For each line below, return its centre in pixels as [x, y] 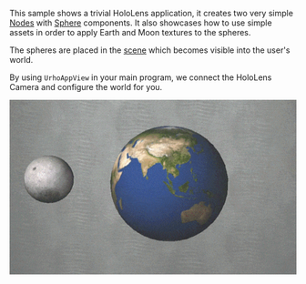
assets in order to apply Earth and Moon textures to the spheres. [130, 32]
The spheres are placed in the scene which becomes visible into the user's [150, 50]
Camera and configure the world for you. [86, 87]
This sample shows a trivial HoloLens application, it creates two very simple [152, 13]
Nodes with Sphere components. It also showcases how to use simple [141, 23]
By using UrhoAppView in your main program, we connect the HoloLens [141, 77]
